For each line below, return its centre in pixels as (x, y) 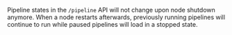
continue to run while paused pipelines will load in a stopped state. (102, 24)
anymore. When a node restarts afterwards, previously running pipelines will (116, 17)
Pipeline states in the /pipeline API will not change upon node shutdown (111, 10)
